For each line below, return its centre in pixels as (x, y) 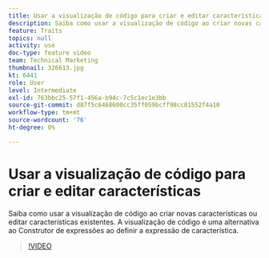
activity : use (32, 46)
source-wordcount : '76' (48, 120)
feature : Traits (35, 30)
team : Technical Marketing (53, 61)
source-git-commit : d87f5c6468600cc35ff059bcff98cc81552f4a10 (114, 105)
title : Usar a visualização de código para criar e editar (109, 16)
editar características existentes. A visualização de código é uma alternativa (134, 222)
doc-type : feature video (50, 53)
